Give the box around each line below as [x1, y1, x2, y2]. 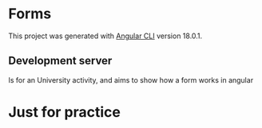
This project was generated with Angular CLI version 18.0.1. [8, 31, 203, 41]
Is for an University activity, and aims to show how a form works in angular [8, 75, 254, 84]
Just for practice [8, 103, 121, 121]
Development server [8, 54, 113, 68]
